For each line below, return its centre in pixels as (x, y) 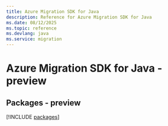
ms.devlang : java (28, 34)
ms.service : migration (34, 39)
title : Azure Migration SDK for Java (53, 12)
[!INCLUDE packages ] (33, 117)
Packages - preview (43, 103)
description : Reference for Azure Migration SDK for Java (79, 17)
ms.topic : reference (32, 28)
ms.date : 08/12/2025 (32, 22)
